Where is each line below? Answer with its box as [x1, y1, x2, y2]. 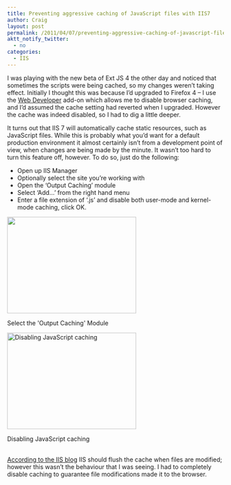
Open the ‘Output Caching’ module [16, 180, 116, 189]
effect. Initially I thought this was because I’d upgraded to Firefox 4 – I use [7, 88, 217, 96]
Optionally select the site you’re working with [16, 174, 145, 182]
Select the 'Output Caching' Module [7, 318, 109, 327]
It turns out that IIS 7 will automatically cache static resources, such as [7, 123, 207, 132]
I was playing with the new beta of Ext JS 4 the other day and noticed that [7, 74, 217, 82]
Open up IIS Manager [16, 166, 78, 174]
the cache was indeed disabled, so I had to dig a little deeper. [7, 110, 181, 118]
